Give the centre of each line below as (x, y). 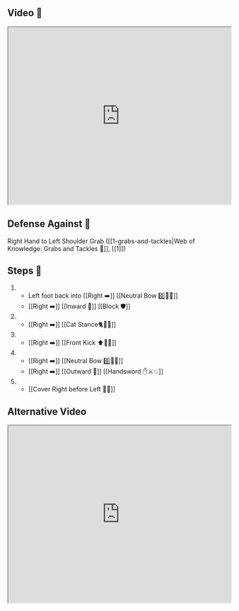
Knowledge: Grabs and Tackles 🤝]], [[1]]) (66, 248)
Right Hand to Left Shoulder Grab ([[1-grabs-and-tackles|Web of (101, 241)
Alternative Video (47, 411)
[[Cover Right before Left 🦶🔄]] (71, 389)
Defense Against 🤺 (49, 224)
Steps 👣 (25, 271)
